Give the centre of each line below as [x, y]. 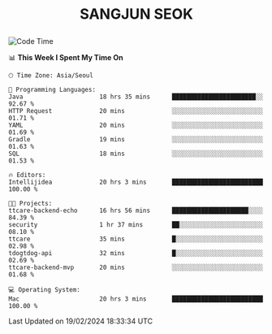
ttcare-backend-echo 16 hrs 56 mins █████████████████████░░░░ [136, 211]
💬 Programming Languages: [52, 90]
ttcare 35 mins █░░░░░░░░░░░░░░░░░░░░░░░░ [136, 239]
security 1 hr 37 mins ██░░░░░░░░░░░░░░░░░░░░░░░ [136, 225]
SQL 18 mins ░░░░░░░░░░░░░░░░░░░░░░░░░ [136, 154]
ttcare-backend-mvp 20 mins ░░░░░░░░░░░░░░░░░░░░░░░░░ [136, 268]
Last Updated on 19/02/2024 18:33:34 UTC [80, 321]
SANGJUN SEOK [136, 14]
